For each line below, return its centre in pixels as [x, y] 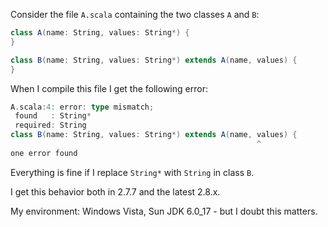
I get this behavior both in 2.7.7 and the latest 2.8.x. [115, 191]
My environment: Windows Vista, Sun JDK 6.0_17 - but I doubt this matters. [164, 211]
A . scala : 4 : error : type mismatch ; [82, 107]
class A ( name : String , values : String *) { [100, 33]
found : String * [53, 116]
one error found [44, 153]
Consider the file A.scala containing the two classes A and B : [135, 14]
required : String [50, 125]
